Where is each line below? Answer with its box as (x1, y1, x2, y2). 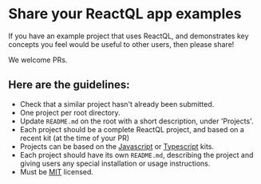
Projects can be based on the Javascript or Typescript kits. (19, 141, 214, 151)
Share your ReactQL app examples (8, 5, 242, 23)
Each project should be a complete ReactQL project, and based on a (19, 124, 245, 134)
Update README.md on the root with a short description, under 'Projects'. (19, 116, 254, 126)
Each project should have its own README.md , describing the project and (19, 150, 254, 159)
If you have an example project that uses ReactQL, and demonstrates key (8, 31, 249, 41)
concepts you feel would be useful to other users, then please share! (8, 39, 235, 49)
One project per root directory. (19, 108, 121, 117)
